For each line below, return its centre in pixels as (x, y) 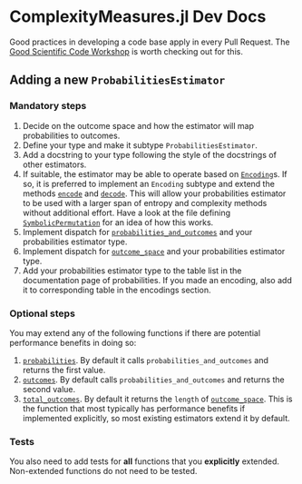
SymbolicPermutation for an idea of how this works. (118, 222)
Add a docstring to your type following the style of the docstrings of (149, 154)
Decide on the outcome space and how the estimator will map (138, 125)
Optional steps (42, 313)
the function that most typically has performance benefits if (134, 408)
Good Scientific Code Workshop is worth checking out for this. (126, 51)
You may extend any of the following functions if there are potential (135, 332)
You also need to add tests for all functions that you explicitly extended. (144, 461)
